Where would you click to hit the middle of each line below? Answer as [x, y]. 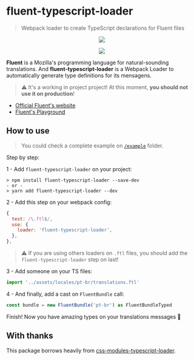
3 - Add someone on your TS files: [49, 271]
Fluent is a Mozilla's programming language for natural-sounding [88, 63]
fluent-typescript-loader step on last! [70, 260]
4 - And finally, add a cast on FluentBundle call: [65, 294]
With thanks [30, 336]
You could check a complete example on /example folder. [92, 145]
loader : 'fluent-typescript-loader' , [65, 230]
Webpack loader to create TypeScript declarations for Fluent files [103, 28]
